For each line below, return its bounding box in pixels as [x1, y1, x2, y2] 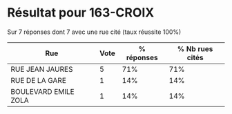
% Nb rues [177, 44, 213, 53]
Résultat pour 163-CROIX [7, 5, 155, 21]
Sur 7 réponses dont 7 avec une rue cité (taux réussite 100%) [7, 28, 182, 36]
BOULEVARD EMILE [10, 86, 75, 96]
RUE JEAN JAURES [10, 64, 73, 74]
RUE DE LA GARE [10, 75, 67, 85]
